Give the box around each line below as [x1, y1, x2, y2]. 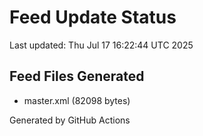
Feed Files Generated [9, 68, 145, 85]
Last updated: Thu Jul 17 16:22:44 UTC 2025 [9, 39, 194, 51]
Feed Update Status [9, 6, 177, 29]
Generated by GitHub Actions [9, 114, 131, 126]
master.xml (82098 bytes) [23, 94, 131, 106]
